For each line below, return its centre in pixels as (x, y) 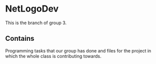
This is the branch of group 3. (36, 23)
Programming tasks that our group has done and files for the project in (78, 50)
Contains (20, 39)
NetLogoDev (32, 9)
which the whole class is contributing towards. (53, 56)
